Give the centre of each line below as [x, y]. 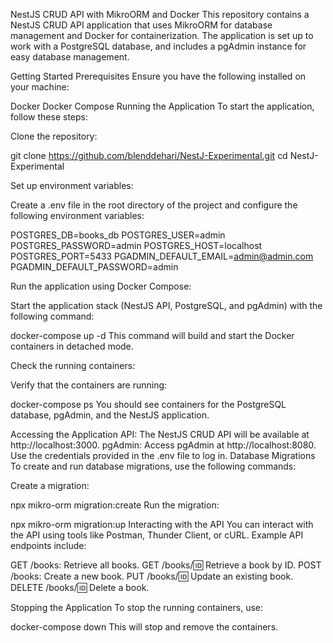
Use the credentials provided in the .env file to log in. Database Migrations [163, 455]
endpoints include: [48, 545]
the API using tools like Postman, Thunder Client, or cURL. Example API [157, 535]
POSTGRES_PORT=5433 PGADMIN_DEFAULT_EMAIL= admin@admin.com [162, 256]
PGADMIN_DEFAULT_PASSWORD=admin [94, 267]
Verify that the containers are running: [89, 385]
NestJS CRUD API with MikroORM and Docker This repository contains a [160, 14]
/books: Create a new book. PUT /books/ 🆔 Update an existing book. [152, 576]
